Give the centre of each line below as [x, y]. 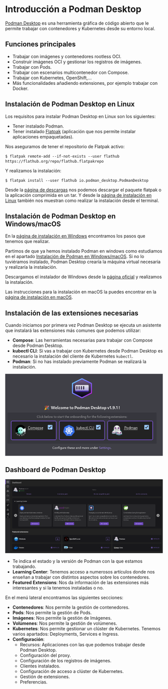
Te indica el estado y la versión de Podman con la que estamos [77, 561]
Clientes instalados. [40, 666]
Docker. [20, 88]
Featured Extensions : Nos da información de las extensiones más [80, 582]
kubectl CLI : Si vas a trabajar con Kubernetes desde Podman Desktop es [87, 351]
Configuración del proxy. [45, 655]
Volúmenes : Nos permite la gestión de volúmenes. [65, 623]
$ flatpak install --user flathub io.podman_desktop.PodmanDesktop [77, 180]
